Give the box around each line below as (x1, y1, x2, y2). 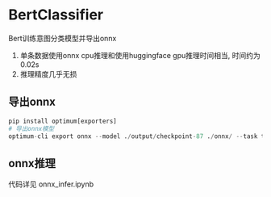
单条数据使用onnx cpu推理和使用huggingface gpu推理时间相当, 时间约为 (19, 50, 261, 60)
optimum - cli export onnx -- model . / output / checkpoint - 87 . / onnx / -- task (8, 132, 258, 140)
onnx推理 (8, 156, 56, 170)
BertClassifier (8, 6, 103, 24)
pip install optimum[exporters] (8, 117, 117, 125)
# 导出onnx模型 (8, 124, 55, 132)
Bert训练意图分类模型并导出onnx (8, 33, 117, 43)
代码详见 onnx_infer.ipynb (8, 179, 94, 189)
